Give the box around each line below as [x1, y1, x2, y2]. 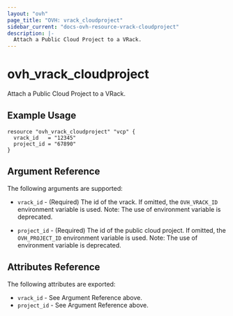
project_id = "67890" [13, 141, 77, 148]
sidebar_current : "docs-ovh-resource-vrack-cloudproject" [7, 23, 179, 30]
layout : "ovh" [7, 10, 49, 17]
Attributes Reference [7, 261, 100, 273]
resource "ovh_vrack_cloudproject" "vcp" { [7, 128, 136, 135]
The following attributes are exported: [7, 280, 116, 288]
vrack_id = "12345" [13, 134, 77, 141]
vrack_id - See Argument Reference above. [17, 293, 143, 301]
